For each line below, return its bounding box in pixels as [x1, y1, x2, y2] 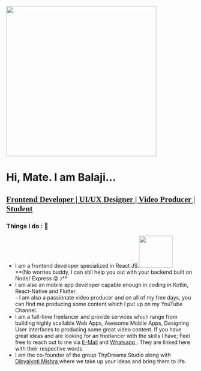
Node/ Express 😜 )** [14, 274, 68, 282]
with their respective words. [14, 345, 84, 352]
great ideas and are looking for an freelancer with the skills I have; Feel [14, 332, 190, 339]
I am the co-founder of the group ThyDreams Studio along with [14, 351, 171, 358]
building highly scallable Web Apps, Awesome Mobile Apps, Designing [14, 319, 190, 327]
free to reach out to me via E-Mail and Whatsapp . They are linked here [14, 339, 191, 346]
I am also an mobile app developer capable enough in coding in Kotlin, [14, 281, 189, 288]
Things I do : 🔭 [6, 222, 49, 230]
